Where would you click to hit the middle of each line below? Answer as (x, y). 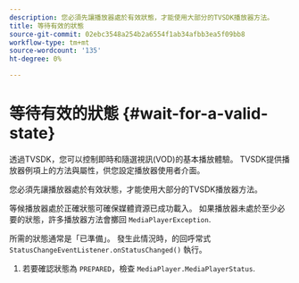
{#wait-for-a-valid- (195, 114)
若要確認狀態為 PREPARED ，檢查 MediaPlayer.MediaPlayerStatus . (139, 268)
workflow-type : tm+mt (50, 42)
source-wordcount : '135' (55, 51)
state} (33, 133)
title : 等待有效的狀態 (47, 26)
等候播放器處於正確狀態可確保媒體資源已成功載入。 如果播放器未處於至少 (143, 208)
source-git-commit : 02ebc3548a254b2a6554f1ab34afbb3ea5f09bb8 (127, 34)
